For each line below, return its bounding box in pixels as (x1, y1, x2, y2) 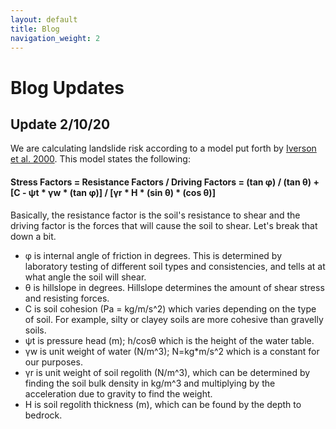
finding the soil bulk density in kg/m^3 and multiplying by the (24, 377, 276, 389)
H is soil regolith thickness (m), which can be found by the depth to (24, 398, 302, 410)
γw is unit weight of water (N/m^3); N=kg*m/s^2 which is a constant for (24, 345, 320, 357)
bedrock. (24, 409, 63, 421)
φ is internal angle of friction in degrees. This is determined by (24, 249, 283, 261)
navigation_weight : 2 (10, 33, 101, 43)
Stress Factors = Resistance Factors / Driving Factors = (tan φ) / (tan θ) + (10, 176, 320, 188)
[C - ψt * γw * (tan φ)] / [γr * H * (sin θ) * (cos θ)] (10, 186, 216, 198)
